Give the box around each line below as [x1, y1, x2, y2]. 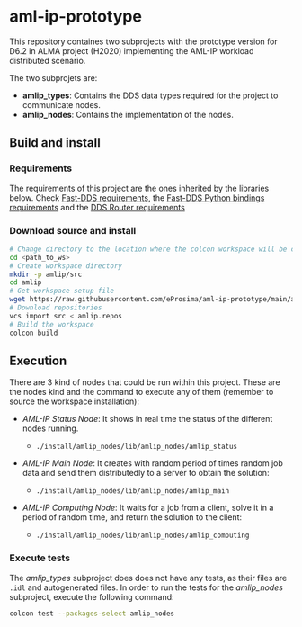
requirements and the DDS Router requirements [9, 202, 186, 212]
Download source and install [9, 224, 137, 237]
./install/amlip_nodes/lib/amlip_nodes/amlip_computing [35, 531, 250, 541]
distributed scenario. [9, 55, 86, 66]
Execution [9, 353, 67, 368]
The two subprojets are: [9, 72, 98, 83]
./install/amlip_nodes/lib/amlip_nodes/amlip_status [35, 443, 238, 452]
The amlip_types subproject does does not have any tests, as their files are [9, 572, 288, 583]
